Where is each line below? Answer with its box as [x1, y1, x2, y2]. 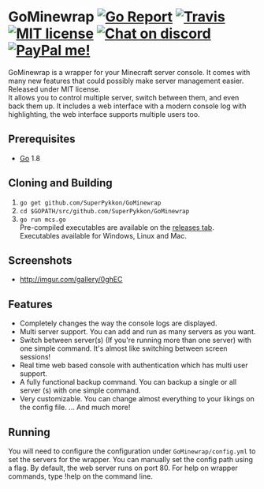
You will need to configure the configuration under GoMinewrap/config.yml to [8, 446, 256, 456]
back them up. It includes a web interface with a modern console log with [8, 101, 247, 111]
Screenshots [8, 254, 73, 267]
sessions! [19, 352, 51, 362]
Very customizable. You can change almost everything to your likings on [19, 394, 255, 404]
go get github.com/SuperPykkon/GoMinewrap [19, 198, 162, 207]
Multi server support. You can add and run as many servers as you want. [19, 327, 256, 337]
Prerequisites [8, 133, 76, 146]
